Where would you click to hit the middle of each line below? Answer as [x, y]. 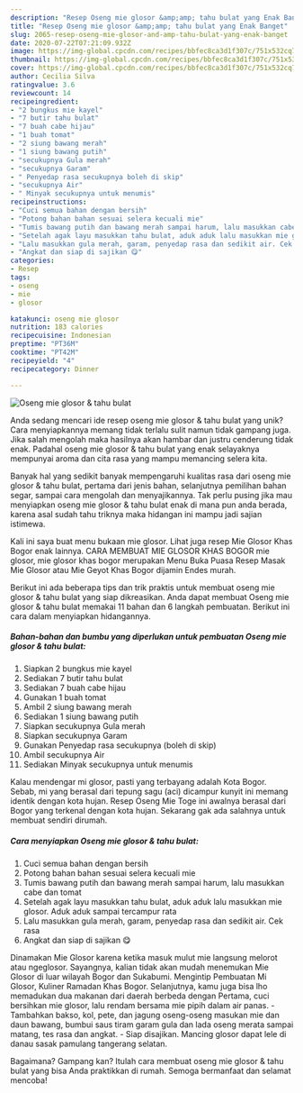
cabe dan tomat [52, 892]
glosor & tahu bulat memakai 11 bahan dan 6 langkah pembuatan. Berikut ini [150, 606]
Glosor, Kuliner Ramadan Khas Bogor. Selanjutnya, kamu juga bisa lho [139, 987]
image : [22, 51]
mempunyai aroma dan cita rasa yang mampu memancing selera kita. [139, 458]
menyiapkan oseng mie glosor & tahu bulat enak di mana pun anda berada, [149, 505]
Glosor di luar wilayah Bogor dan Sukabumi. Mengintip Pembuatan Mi [138, 977]
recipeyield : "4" [43, 360]
